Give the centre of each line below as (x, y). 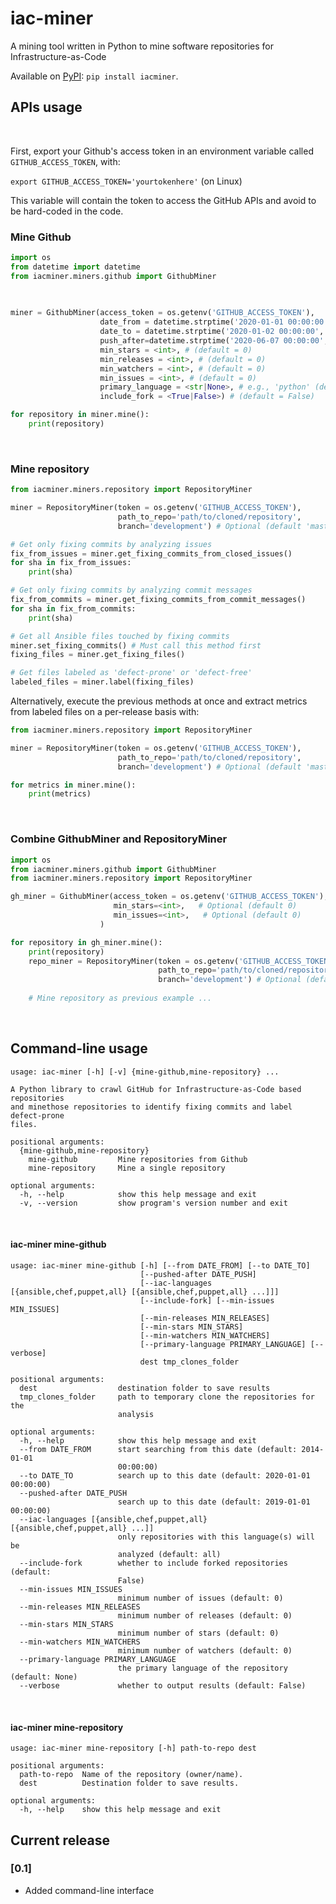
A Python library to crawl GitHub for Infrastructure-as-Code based (156, 1089)
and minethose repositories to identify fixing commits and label (151, 1107)
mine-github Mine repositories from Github (138, 1159)
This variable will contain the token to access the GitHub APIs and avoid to (163, 200)
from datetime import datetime (75, 267)
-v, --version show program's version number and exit (153, 1203)
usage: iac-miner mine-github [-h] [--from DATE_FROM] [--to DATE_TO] (160, 1265)
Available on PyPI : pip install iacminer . (94, 76)
